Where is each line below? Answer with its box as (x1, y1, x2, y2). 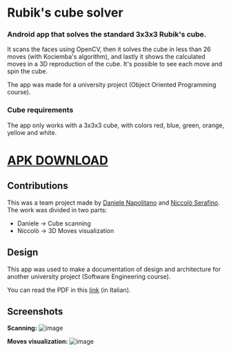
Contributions (7, 180, 68, 192)
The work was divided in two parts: (7, 205, 108, 214)
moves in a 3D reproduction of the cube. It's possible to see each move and (7, 60, 223, 68)
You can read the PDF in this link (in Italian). (7, 286, 131, 294)
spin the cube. (7, 67, 48, 75)
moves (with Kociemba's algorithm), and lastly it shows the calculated (7, 53, 205, 61)
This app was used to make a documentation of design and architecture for (7, 265, 221, 273)
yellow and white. (7, 128, 57, 136)
